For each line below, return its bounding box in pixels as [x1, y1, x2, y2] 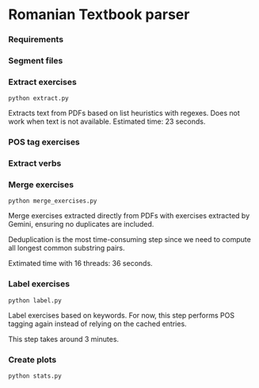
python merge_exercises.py [8, 197, 97, 206]
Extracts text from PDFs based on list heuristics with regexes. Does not [8, 109, 240, 118]
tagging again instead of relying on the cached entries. [8, 319, 188, 328]
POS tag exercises [8, 136, 81, 148]
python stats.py [8, 372, 62, 380]
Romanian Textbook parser [8, 6, 190, 24]
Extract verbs [8, 158, 62, 169]
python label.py [8, 296, 62, 305]
